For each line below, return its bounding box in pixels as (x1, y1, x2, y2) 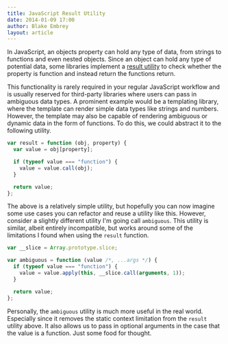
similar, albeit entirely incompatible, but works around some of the (7, 224, 194, 233)
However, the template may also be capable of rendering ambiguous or (7, 112, 207, 120)
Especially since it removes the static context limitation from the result (7, 314, 207, 322)
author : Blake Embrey (7, 23, 69, 29)
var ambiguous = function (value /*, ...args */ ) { (7, 257, 157, 264)
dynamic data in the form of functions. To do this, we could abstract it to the (7, 119, 222, 127)
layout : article (7, 29, 53, 36)
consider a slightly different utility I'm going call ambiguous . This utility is (7, 217, 209, 225)
